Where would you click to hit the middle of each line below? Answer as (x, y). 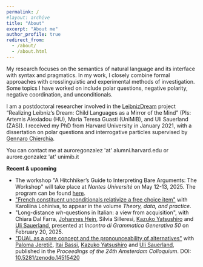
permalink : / (23, 12)
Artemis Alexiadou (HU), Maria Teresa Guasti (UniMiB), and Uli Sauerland (98, 119)
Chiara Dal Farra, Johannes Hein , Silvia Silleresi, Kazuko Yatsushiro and (104, 218)
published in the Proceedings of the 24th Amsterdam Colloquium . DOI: (103, 251)
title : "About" (25, 23)
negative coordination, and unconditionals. (60, 94)
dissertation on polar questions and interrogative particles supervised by (97, 132)
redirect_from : (25, 40)
